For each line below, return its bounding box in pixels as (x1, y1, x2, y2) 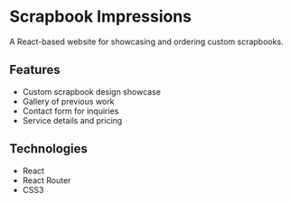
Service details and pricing (22, 115, 123, 125)
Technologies (9, 142, 89, 157)
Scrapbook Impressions (9, 6, 192, 27)
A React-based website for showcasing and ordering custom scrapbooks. (9, 36, 284, 47)
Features (9, 62, 61, 78)
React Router (22, 174, 71, 186)
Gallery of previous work (22, 96, 115, 106)
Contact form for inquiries (22, 106, 119, 116)
